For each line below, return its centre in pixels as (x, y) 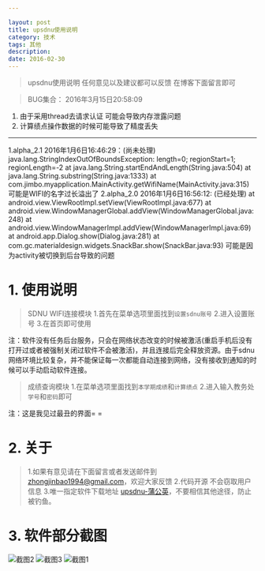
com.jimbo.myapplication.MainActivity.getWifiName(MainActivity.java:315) (129, 184)
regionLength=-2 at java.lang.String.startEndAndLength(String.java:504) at (130, 167)
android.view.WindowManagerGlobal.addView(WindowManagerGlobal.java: (131, 211)
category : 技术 (32, 37)
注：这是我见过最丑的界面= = (55, 413)
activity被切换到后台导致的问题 (65, 255)
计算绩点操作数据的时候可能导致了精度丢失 (89, 126)
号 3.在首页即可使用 (60, 323)
